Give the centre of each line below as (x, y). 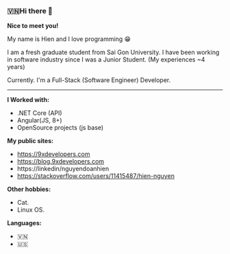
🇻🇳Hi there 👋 (30, 11)
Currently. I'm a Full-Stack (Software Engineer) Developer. (89, 80)
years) (16, 67)
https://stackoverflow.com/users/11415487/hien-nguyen (95, 176)
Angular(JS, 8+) (40, 120)
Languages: (25, 223)
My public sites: (30, 141)
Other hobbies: (29, 189)
